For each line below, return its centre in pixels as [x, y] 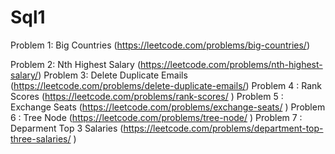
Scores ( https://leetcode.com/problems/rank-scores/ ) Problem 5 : [147, 96]
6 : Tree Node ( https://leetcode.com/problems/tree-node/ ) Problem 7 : [156, 117]
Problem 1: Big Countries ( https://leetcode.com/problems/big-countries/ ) [160, 45]
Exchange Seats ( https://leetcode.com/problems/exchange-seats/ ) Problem [168, 107]
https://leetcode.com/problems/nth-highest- [231, 64]
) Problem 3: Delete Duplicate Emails [113, 75]
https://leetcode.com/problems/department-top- [223, 128]
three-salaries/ [41, 138]
